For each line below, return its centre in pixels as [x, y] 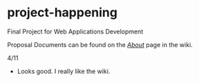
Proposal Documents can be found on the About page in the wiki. [100, 44]
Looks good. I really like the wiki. [64, 71]
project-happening [62, 13]
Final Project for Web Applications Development [75, 31]
